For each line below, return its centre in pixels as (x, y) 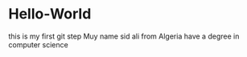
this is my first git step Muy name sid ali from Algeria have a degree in (124, 36)
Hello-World (50, 14)
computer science (38, 44)
